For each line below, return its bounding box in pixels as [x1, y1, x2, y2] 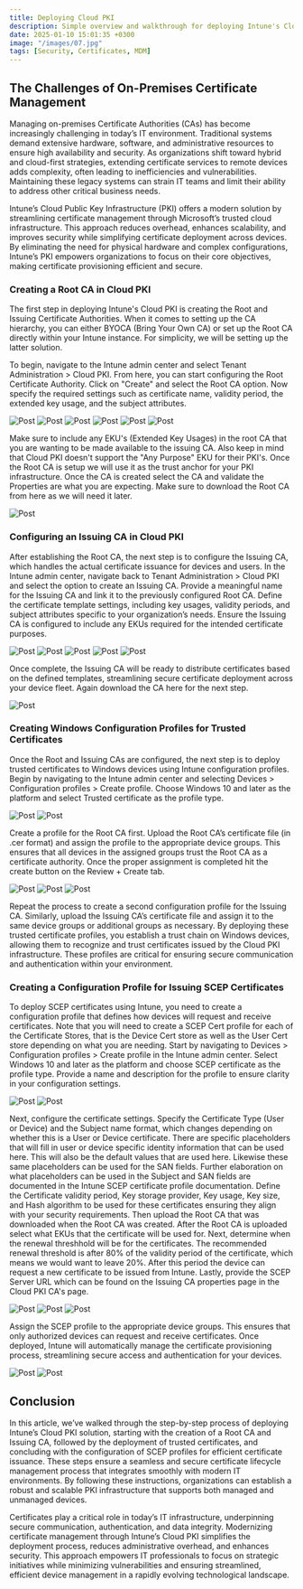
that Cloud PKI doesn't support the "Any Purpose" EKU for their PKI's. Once [9, 453, 290, 463]
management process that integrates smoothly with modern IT [9, 1465, 242, 1476]
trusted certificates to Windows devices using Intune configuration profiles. [9, 763, 290, 774]
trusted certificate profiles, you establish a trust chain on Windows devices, [9, 930, 290, 940]
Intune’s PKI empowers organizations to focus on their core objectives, [9, 250, 272, 262]
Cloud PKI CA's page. [9, 1286, 89, 1297]
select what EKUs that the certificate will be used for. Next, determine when [9, 1229, 291, 1239]
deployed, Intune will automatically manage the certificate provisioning [9, 1341, 272, 1351]
